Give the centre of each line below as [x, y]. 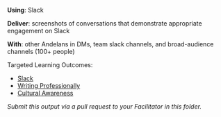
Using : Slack [25, 10]
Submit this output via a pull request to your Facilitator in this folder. [104, 106]
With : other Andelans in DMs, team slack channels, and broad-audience [110, 44]
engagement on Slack [39, 31]
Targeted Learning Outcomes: [50, 65]
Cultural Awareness [45, 93]
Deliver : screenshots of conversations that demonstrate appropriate [105, 23]
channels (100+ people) [41, 52]
